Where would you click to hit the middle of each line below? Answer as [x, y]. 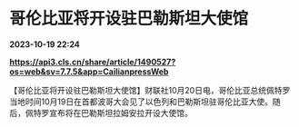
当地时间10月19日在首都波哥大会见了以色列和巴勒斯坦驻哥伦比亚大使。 [141, 102]
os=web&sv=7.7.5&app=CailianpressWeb [89, 71]
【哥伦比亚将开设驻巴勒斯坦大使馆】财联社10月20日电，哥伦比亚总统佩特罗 [150, 90]
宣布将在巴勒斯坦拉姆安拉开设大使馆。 [120, 112]
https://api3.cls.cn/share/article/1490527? [93, 62]
